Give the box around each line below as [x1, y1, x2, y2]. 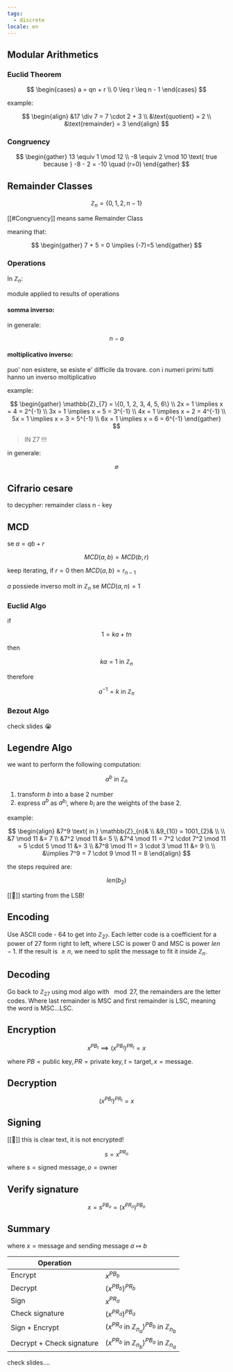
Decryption [7, 1077, 58, 1089]
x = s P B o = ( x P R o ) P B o [87, 1202, 146, 1211]
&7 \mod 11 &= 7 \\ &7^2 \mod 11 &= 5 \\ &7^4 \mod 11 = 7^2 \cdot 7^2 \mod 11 [7, 834, 226, 843]
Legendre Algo [7, 742, 73, 754]
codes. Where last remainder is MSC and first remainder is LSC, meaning [7, 997, 216, 1005]
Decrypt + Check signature [10, 1339, 99, 1348]
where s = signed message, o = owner [7, 1163, 118, 1171]
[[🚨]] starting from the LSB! [7, 891, 85, 899]
